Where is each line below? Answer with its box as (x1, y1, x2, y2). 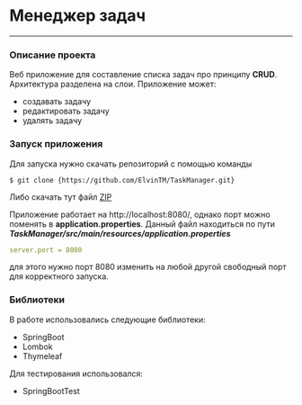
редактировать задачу (22, 105, 110, 117)
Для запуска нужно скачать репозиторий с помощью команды (9, 158, 253, 169)
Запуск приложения (9, 138, 103, 150)
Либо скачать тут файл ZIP (9, 191, 112, 202)
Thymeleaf (22, 350, 63, 361)
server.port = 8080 (9, 245, 83, 255)
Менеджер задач (9, 5, 147, 26)
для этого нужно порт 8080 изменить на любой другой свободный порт (9, 262, 287, 273)
